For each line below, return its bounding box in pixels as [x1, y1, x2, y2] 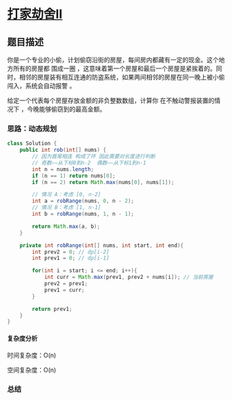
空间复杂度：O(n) [7, 365, 57, 374]
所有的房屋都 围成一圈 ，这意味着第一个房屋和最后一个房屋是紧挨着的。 [12, 64, 216, 73]
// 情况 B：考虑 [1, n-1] [32, 204, 101, 211]
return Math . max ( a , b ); [32, 223, 100, 230]
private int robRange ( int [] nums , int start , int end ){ [19, 242, 184, 249]
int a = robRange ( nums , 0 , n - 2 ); [32, 198, 135, 205]
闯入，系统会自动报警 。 [7, 82, 76, 90]
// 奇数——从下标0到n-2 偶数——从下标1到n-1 [32, 159, 146, 166]
